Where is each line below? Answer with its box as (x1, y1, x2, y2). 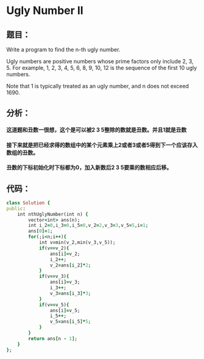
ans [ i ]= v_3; (49, 279, 80, 285)
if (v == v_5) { (38, 302, 69, 308)
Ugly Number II (6, 4, 83, 18)
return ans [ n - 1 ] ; (28, 335, 78, 341)
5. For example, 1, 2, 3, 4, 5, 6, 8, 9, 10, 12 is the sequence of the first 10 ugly (6, 64, 197, 71)
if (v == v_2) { (38, 245, 69, 251)
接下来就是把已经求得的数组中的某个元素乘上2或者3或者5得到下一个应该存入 (6, 141, 198, 148)
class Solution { (6, 200, 51, 206)
